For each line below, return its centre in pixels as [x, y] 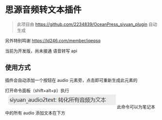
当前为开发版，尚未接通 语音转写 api [41, 51]
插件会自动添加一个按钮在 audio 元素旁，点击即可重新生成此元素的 [71, 80]
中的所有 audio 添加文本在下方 [35, 113]
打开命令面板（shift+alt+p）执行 [37, 90]
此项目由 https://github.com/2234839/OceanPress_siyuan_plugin [82, 24]
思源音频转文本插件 [43, 10]
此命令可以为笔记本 [136, 106]
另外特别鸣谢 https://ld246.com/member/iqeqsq [53, 40]
